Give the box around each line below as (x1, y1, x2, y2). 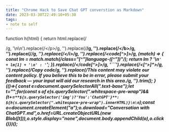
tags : (6, 17, 17, 22)
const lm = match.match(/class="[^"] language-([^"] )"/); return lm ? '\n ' (6, 56, 161, 62)
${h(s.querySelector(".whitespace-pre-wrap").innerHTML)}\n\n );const (6, 100, 155, 106)
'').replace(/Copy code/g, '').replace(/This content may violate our (6, 67, 150, 73)
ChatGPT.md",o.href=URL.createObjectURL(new (6, 110, 111, 116)
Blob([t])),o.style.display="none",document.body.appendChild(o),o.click (6, 115, 164, 122)
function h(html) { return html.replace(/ (6, 36, 87, 42)
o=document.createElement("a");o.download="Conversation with (6, 105, 150, 111)
